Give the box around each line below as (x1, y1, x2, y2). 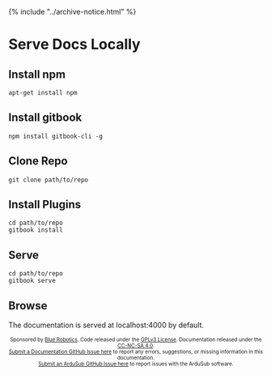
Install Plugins (8, 198, 82, 211)
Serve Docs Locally (8, 36, 141, 53)
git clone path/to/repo (8, 176, 89, 184)
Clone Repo (8, 154, 68, 168)
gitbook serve (8, 277, 57, 285)
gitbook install (8, 226, 63, 234)
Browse (8, 299, 48, 313)
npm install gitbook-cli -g (8, 132, 104, 140)
